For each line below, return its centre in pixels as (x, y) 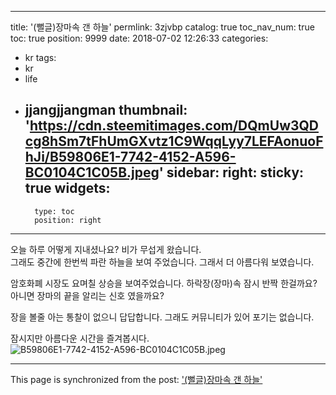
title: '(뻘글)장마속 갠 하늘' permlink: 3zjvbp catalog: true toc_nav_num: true (162, 27)
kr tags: (40, 57)
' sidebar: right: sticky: (231, 172)
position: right (68, 220)
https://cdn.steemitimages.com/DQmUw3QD (174, 126)
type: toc (54, 211)
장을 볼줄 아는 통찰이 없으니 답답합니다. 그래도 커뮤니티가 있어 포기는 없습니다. (162, 317)
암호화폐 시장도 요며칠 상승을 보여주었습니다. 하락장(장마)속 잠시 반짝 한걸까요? (164, 283)
